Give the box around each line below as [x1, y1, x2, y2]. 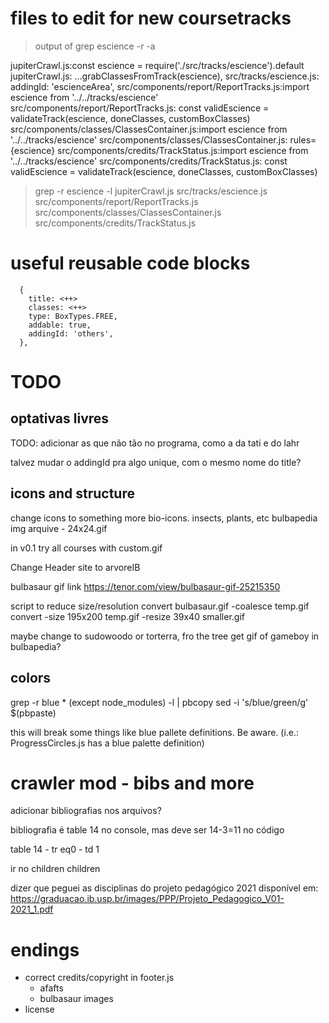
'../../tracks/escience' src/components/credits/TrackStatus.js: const [10, 155, 288, 167]
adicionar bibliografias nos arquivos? [10, 805, 162, 817]
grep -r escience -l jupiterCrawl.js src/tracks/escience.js [34, 185, 268, 197]
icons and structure [10, 485, 135, 502]
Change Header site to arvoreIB [10, 561, 141, 573]
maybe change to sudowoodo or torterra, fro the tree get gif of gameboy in [10, 630, 320, 642]
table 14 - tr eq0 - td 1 [10, 843, 100, 856]
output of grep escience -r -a [34, 40, 156, 52]
